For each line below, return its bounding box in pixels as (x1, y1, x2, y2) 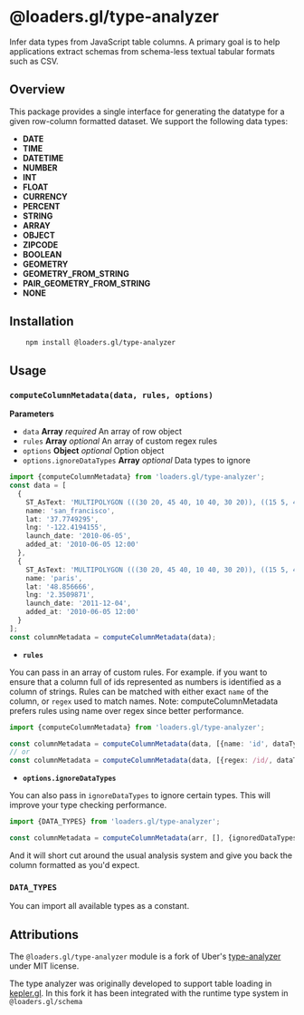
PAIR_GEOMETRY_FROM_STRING (22, 278, 151, 288)
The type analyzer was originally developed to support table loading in (9, 978, 272, 989)
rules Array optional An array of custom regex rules (22, 435, 218, 446)
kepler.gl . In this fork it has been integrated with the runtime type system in (9, 987, 289, 999)
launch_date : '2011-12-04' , (25, 599, 131, 609)
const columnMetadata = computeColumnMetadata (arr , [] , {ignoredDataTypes (9, 834, 298, 843)
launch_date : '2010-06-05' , (25, 532, 131, 541)
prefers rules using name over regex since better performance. (9, 705, 244, 716)
